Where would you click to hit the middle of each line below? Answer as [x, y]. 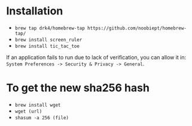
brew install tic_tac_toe [47, 46]
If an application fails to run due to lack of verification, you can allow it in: [96, 57]
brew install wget [38, 105]
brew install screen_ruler [48, 40]
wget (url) [28, 111]
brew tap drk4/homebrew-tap [50, 28]
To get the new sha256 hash [78, 88]
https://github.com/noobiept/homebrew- [137, 28]
